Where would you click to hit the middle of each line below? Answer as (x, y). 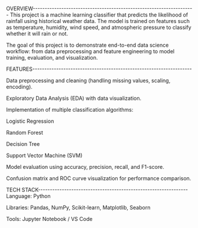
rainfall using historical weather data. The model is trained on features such (98, 21)
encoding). (19, 87)
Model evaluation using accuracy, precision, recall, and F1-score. (85, 167)
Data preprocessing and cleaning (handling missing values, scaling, (88, 80)
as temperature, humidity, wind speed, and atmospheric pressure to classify (99, 27)
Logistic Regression (30, 121)
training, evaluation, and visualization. (52, 58)
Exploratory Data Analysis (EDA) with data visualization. (74, 98)
